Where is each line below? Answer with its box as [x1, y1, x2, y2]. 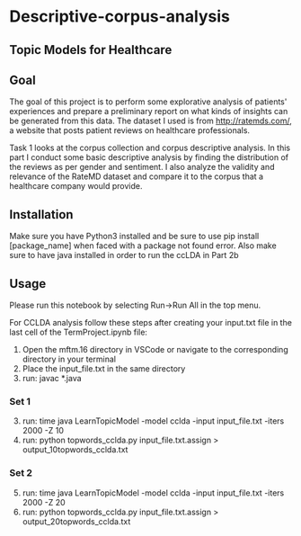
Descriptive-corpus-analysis [9, 6, 231, 27]
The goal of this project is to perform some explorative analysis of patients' [9, 96, 288, 107]
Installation [9, 207, 74, 222]
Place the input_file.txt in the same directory [22, 363, 186, 374]
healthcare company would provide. [9, 181, 143, 192]
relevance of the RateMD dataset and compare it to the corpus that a [9, 171, 263, 182]
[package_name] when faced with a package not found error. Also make [9, 240, 277, 251]
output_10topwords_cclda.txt [22, 444, 128, 455]
